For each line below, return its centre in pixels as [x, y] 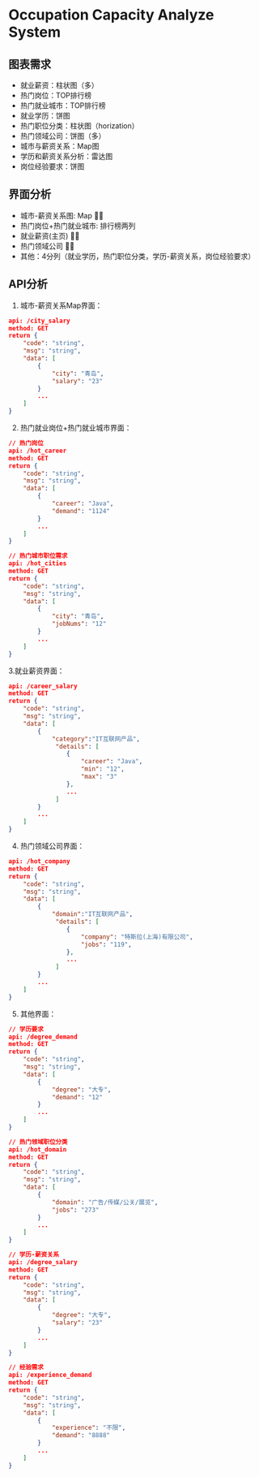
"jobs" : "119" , [106, 944]
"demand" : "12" [77, 1097]
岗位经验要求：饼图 [52, 166]
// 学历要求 [26, 1029]
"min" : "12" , [103, 769]
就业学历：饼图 [45, 116]
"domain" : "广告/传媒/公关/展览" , [105, 1202]
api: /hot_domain [38, 1149]
